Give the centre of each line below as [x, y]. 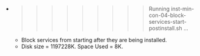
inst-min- [182, 9]
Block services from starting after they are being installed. [94, 40]
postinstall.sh [165, 28]
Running [159, 9]
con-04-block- [167, 15]
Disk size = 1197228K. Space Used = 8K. [72, 46]
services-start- [168, 22]
